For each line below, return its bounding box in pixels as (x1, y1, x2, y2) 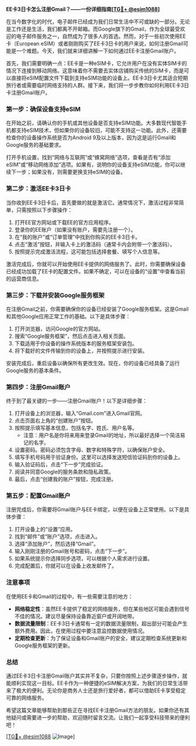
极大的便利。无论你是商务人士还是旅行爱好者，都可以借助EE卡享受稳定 (16, 687, 186, 694)
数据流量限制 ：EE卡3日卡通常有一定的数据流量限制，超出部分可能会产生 (14, 620, 188, 627)
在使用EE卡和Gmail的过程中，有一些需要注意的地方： (6, 593, 134, 600)
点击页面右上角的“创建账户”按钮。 (14, 417, 96, 424)
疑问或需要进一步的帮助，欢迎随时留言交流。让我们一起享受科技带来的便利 (10, 714, 190, 721)
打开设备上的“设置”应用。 (14, 526, 76, 533)
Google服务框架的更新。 (14, 642, 73, 649)
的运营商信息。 (6, 275, 42, 282)
